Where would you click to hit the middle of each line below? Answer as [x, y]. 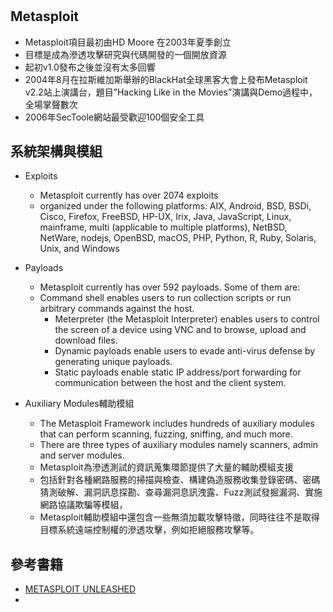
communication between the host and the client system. [170, 383]
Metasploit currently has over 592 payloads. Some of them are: [170, 287]
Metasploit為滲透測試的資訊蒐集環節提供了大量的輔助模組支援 [166, 467]
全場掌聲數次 [51, 104]
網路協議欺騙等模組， [83, 505]
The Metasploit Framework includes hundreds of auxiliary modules [177, 424]
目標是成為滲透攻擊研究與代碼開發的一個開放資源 [125, 54]
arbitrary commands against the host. [117, 309]
